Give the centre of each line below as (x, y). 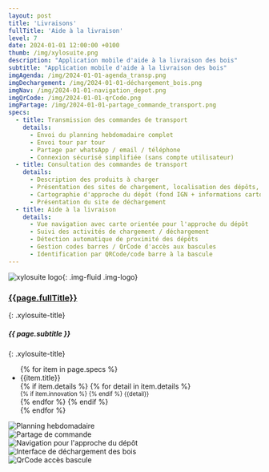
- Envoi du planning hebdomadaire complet (101, 135)
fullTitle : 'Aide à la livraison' (66, 30)
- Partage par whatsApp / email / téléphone (105, 150)
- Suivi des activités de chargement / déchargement (119, 232)
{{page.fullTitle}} (43, 297)
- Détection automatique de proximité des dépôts (114, 240)
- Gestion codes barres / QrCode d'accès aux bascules (123, 247)
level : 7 (23, 38)
